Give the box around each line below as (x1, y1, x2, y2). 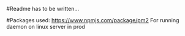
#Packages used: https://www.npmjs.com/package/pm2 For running (6, 17, 179, 23)
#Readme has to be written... (6, 5, 80, 12)
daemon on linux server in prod (6, 23, 86, 30)
